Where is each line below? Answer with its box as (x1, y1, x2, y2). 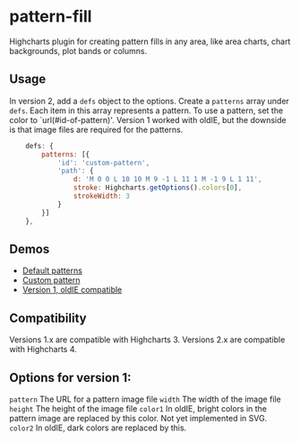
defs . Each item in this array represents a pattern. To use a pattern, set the (9, 105, 284, 116)
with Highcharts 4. (9, 344, 78, 355)
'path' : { (56, 166, 94, 176)
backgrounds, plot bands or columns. (9, 45, 148, 56)
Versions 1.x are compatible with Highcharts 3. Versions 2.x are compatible (9, 334, 286, 345)
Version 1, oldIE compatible (21, 285, 123, 296)
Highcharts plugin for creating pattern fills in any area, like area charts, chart (9, 36, 291, 47)
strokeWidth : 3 (73, 191, 130, 200)
